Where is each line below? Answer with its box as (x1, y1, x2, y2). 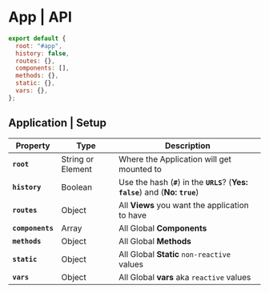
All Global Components (118, 223, 207, 234)
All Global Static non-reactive (118, 248, 231, 259)
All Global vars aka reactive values (118, 271, 251, 283)
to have (118, 209, 147, 220)
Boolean (61, 181, 93, 192)
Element (61, 163, 92, 175)
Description (165, 140, 211, 151)
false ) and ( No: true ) (118, 187, 199, 198)
